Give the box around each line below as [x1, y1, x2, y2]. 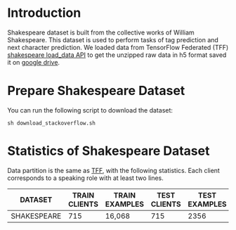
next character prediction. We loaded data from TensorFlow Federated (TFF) [7, 43, 229, 51]
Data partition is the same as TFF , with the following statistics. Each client [7, 166, 220, 174]
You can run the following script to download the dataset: [7, 106, 173, 114]
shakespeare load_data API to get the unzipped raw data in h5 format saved [7, 51, 227, 59]
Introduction [7, 5, 81, 21]
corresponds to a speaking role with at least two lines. [7, 174, 164, 182]
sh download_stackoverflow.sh [7, 120, 96, 127]
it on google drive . [7, 58, 60, 66]
